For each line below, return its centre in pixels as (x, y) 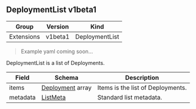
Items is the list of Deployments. (142, 88)
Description (142, 77)
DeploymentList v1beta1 (51, 10)
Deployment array (66, 88)
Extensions (25, 36)
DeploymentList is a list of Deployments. (56, 63)
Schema (66, 77)
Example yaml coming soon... (57, 51)
